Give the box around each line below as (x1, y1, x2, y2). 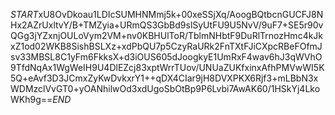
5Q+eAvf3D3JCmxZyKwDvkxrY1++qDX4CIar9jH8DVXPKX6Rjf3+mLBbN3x (10, 72, 319, 84)
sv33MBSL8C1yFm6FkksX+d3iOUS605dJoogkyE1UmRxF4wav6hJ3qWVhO (10, 51, 323, 63)
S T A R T (10, 9, 39, 20)
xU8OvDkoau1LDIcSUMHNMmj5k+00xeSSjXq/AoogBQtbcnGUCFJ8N (38, 9, 324, 20)
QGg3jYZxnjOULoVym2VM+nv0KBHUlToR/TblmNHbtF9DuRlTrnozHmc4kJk (10, 30, 324, 41)
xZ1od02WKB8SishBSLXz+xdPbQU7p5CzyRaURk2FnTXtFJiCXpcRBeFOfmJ (10, 40, 323, 52)
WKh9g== (10, 94, 53, 105)
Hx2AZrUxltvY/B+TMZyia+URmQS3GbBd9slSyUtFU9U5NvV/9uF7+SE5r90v (10, 19, 324, 31)
